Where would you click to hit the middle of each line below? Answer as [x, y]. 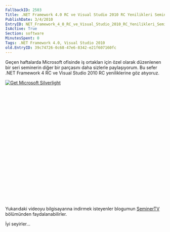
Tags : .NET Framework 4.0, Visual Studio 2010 [55, 43]
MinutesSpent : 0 [22, 38]
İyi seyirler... [18, 224]
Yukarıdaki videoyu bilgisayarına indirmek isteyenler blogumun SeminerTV [82, 209]
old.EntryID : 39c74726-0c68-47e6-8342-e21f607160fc [61, 48]
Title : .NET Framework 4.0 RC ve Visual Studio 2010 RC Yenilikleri [79, 15]
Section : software [25, 33]
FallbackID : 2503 [24, 10]
